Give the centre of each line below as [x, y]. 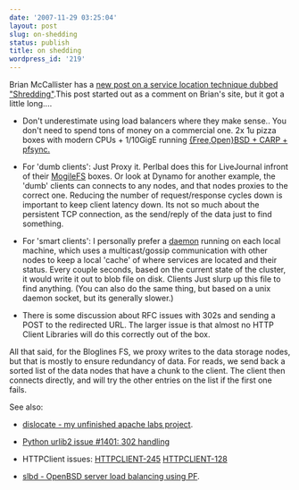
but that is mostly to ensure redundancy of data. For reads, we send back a [147, 361]
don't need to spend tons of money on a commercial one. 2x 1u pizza [149, 130]
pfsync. [36, 149]
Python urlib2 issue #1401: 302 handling [96, 442]
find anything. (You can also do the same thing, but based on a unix [146, 288]
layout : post [33, 26]
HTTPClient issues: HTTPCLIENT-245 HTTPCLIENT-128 [125, 459]
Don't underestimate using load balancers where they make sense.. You [154, 121]
